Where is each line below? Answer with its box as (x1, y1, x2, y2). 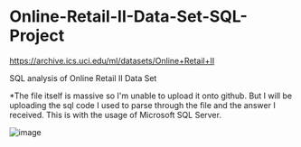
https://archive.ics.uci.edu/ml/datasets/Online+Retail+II (9, 55, 215, 66)
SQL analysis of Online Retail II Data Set (9, 72, 157, 83)
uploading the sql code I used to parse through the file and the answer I (9, 99, 276, 110)
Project (9, 25, 65, 46)
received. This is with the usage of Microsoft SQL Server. (9, 109, 221, 120)
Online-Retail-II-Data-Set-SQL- (9, 6, 249, 27)
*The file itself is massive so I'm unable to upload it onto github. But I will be (9, 90, 292, 101)
